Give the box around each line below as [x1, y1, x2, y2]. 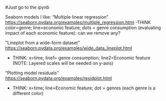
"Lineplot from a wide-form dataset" [5, 40, 80, 46]
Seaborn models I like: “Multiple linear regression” [5, 14, 109, 20]
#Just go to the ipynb [5, 5, 50, 10]
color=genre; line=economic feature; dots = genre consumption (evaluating [5, 25, 161, 31]
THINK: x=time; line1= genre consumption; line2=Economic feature [12, 55, 150, 61]
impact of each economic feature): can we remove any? [5, 30, 121, 36]
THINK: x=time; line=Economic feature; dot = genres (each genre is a [12, 85, 155, 91]
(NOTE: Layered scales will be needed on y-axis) [12, 60, 114, 66]
